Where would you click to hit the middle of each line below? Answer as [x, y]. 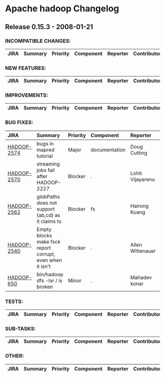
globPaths [48, 196]
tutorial [45, 156]
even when [49, 260]
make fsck [48, 241]
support [46, 209]
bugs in [45, 144]
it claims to [49, 221]
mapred [46, 150]
